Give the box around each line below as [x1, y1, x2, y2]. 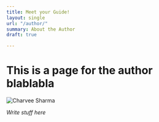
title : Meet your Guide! [6, 9, 70, 15]
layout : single [6, 15, 45, 21]
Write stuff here [6, 109, 46, 116]
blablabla [6, 77, 55, 91]
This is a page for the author [6, 64, 153, 77]
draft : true [6, 32, 37, 38]
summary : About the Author [6, 26, 76, 32]
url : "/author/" [6, 20, 48, 26]
